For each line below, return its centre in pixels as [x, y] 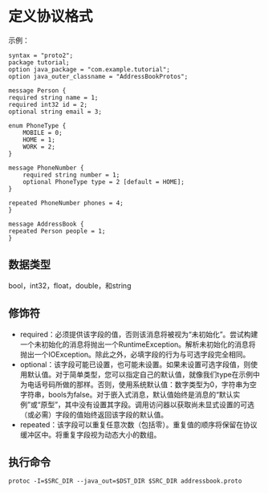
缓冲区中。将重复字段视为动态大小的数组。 [90, 434]
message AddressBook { [46, 224]
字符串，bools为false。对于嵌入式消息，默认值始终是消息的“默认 [126, 394]
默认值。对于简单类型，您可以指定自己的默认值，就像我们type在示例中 [144, 374]
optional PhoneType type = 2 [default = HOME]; [104, 181]
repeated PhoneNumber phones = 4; [66, 203]
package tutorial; [39, 62]
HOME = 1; [39, 140]
